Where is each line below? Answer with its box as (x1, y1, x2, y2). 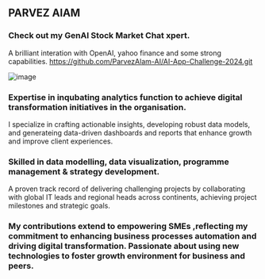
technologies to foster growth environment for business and (8, 250, 246, 262)
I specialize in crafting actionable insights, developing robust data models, (8, 119, 251, 129)
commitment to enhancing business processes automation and (8, 231, 257, 242)
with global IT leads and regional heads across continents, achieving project (8, 193, 257, 202)
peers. (8, 261, 34, 272)
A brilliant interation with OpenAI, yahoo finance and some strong (8, 48, 222, 58)
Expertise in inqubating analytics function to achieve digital (8, 91, 243, 102)
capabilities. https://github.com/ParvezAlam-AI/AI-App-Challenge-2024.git (8, 56, 253, 66)
